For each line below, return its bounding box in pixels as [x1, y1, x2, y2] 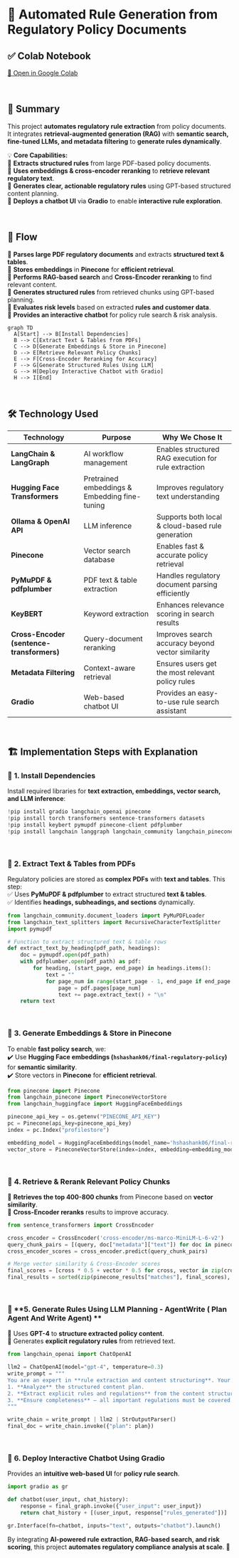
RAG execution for [156, 453, 218, 463]
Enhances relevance [156, 600, 225, 610]
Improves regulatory [156, 483, 224, 493]
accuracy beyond [156, 638, 215, 648]
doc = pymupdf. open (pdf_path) [20, 951, 110, 959]
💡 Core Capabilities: [7, 151, 68, 159]
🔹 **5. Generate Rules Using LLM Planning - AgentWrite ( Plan [7, 1304, 228, 1314]
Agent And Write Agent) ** [7, 1313, 102, 1323]
